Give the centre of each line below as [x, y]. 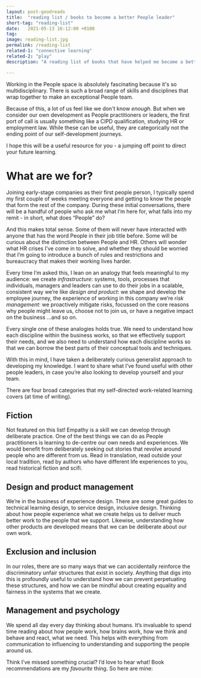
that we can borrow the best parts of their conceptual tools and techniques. [99, 348]
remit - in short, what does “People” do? [56, 218]
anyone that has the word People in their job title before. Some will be [92, 236]
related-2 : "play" [29, 56]
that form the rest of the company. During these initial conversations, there [98, 205]
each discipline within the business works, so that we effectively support [96, 335]
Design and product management [70, 487]
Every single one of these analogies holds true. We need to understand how [100, 329]
